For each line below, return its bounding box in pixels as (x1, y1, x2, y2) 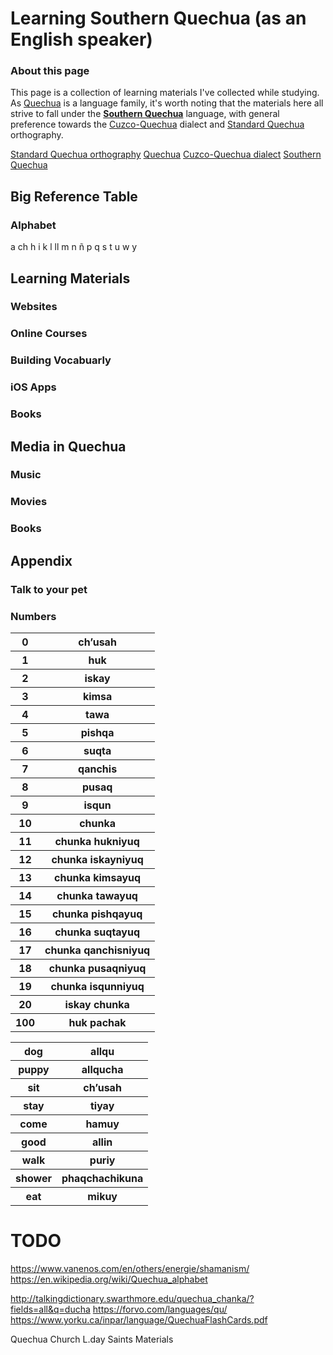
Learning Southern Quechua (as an (10, 7, 307, 30)
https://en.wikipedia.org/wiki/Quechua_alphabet (10, 1273, 208, 1285)
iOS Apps (10, 380, 57, 394)
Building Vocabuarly (10, 353, 112, 367)
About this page (10, 64, 90, 78)
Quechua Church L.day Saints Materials (10, 1333, 174, 1345)
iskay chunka (64, 997, 130, 1011)
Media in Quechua (10, 438, 127, 455)
